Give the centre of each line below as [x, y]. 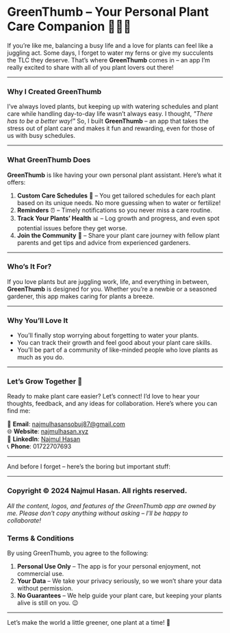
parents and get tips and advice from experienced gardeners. [104, 242]
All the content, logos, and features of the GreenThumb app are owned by [112, 505]
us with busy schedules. [41, 136]
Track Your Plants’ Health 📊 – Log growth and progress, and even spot [118, 218]
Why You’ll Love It [38, 320]
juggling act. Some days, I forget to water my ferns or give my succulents [110, 53]
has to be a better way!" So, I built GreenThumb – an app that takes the [108, 121]
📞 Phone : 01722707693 [39, 446]
